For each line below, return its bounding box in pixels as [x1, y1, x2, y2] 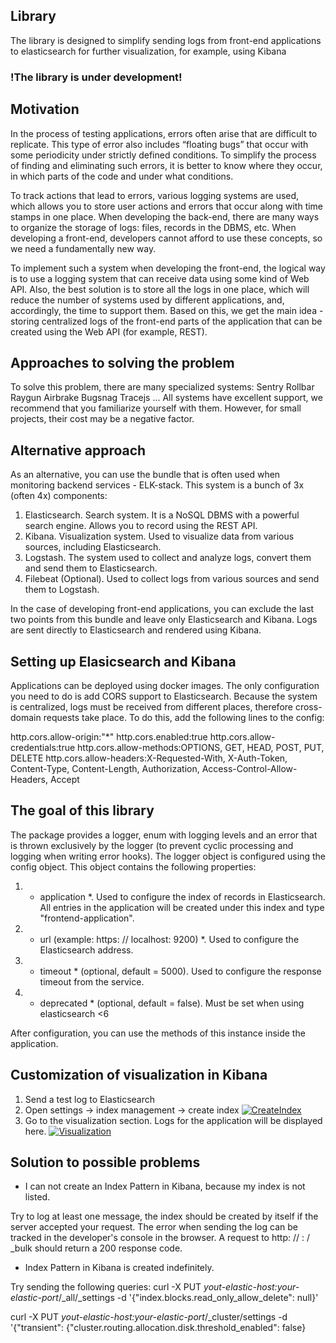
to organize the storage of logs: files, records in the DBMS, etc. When [10, 221, 297, 233]
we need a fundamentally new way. [10, 242, 157, 254]
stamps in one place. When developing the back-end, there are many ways [10, 210, 320, 223]
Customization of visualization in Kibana [10, 1067, 268, 1084]
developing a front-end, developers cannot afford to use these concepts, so [10, 232, 323, 244]
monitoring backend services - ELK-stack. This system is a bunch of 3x [10, 479, 305, 491]
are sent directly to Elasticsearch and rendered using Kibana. [10, 624, 262, 636]
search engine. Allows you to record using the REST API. [24, 520, 258, 532]
